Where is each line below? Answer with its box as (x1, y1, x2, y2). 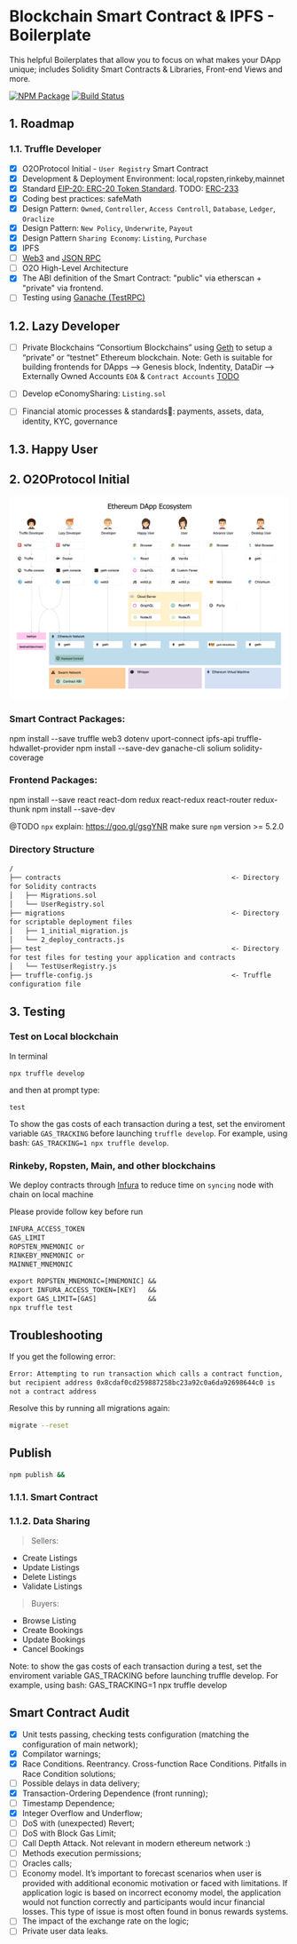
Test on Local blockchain (9, 1030, 119, 1043)
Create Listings (21, 1552, 78, 1563)
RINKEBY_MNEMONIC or (9, 1251, 86, 1260)
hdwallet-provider (9, 742, 74, 753)
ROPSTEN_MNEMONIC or (9, 1242, 86, 1251)
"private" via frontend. (21, 282, 104, 294)
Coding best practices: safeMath (21, 193, 142, 203)
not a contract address (9, 1387, 98, 1396)
